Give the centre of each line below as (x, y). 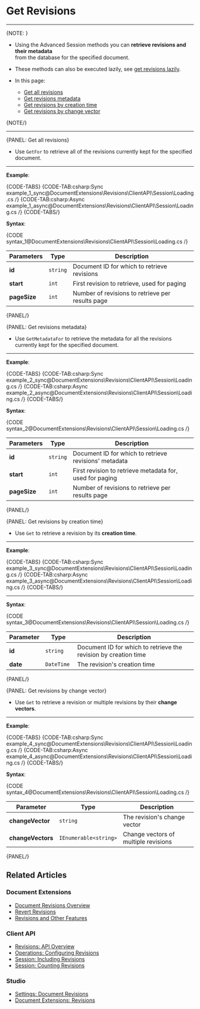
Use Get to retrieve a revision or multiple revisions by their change (96, 702)
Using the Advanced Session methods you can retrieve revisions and (100, 45)
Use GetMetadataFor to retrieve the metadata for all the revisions (93, 338)
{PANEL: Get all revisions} (38, 140)
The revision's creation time (116, 664)
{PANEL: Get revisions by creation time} (55, 522)
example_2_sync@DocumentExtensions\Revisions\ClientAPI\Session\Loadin (99, 380)
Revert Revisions (35, 912)
